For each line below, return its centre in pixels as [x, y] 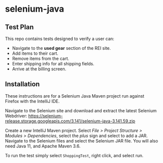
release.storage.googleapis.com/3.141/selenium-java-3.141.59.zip [70, 121]
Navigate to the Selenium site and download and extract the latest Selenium [81, 110]
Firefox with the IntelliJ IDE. [32, 101]
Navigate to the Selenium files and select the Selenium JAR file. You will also [81, 141]
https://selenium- [46, 116]
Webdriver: [16, 116]
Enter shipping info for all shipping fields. [53, 64]
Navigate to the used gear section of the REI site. [61, 48]
